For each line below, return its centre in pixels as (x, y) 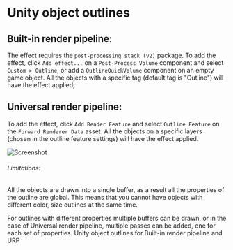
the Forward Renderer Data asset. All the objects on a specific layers (105, 131)
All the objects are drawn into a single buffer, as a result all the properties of (116, 190)
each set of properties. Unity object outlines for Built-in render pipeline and (115, 233)
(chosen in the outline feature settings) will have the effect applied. (103, 138)
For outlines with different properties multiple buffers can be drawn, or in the (117, 219)
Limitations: (24, 168)
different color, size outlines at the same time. (72, 205)
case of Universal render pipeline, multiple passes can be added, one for (111, 226)
